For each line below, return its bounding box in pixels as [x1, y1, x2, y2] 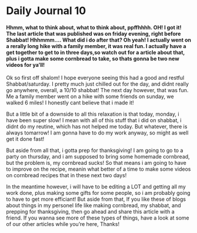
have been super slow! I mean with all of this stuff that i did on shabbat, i [6, 117, 182, 124]
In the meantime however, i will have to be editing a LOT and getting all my [6, 183, 186, 190]
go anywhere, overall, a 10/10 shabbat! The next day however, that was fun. [6, 87, 189, 94]
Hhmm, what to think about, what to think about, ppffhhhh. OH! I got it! [6, 23, 182, 31]
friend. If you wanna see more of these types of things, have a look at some [6, 214, 189, 221]
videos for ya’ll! [6, 61, 45, 68]
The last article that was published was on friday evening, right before [6, 30, 181, 37]
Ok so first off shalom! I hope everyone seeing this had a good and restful [6, 75, 185, 82]
